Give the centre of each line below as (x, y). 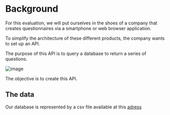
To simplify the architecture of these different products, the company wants (85, 38)
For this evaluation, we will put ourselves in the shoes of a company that (81, 23)
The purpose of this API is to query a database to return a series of (76, 53)
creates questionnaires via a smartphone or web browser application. (79, 28)
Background (32, 9)
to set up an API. (23, 43)
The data (20, 95)
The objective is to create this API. (41, 78)
